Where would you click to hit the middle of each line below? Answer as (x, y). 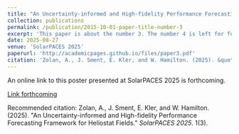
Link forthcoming (32, 94)
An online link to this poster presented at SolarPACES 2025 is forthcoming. (117, 80)
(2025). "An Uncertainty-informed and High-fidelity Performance (102, 115)
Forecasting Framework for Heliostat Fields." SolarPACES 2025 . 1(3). (108, 123)
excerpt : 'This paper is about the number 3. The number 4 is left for (116, 34)
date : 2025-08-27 (33, 40)
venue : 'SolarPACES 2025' (46, 47)
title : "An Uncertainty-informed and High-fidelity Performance (105, 14)
